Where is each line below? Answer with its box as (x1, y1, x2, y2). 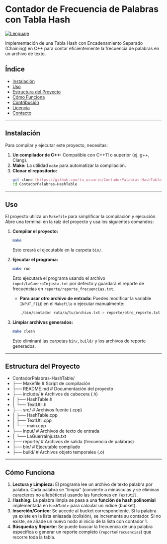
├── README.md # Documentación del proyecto (12, 386, 113, 392)
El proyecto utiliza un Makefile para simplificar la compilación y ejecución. (5, 214, 157, 220)
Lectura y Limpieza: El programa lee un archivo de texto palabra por (12, 481, 153, 487)
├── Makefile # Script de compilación (12, 381, 90, 387)
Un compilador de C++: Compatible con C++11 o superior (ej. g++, (12, 152, 150, 157)
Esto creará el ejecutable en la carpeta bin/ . (12, 247, 103, 253)
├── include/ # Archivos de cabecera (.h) (12, 391, 98, 397)
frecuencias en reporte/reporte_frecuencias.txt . (12, 286, 115, 292)
